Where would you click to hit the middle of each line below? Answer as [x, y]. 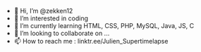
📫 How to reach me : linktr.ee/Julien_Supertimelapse [91, 41]
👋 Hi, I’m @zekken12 [43, 11]
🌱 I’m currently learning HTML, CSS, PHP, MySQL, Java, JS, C [104, 26]
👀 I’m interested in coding [51, 18]
